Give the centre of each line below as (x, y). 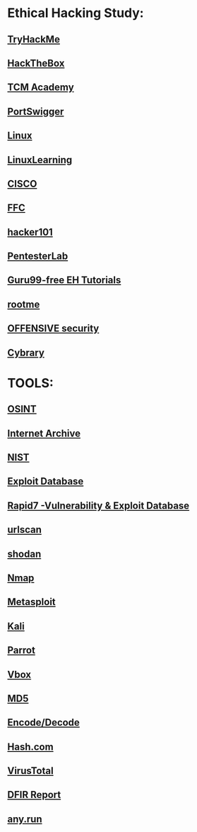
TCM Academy (41, 88)
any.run (25, 819)
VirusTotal (31, 771)
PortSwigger (36, 111)
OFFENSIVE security (53, 329)
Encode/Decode (43, 722)
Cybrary (26, 353)
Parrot (21, 650)
